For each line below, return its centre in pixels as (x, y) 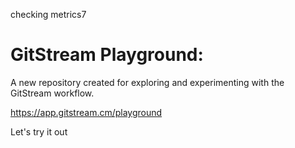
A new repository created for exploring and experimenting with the (147, 82)
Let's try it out (39, 131)
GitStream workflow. (52, 93)
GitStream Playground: (107, 55)
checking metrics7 (48, 14)
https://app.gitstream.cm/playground (86, 112)
